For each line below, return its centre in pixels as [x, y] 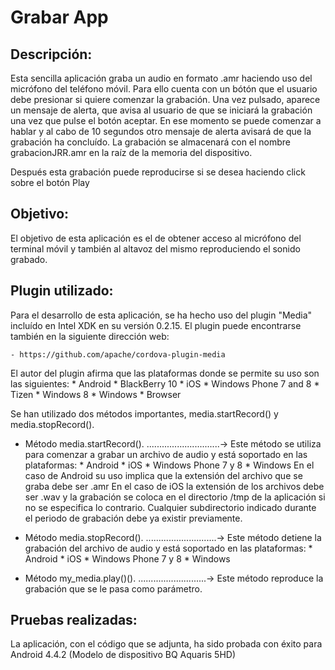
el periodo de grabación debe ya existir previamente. [133, 518]
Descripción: [51, 54]
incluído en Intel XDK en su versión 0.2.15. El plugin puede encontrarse [156, 325]
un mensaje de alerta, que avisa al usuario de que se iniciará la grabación [161, 110]
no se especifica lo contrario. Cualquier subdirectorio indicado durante [170, 507]
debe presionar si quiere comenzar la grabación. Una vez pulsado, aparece [165, 99]
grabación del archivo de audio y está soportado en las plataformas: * [168, 548]
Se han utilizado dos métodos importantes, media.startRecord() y [144, 413]
